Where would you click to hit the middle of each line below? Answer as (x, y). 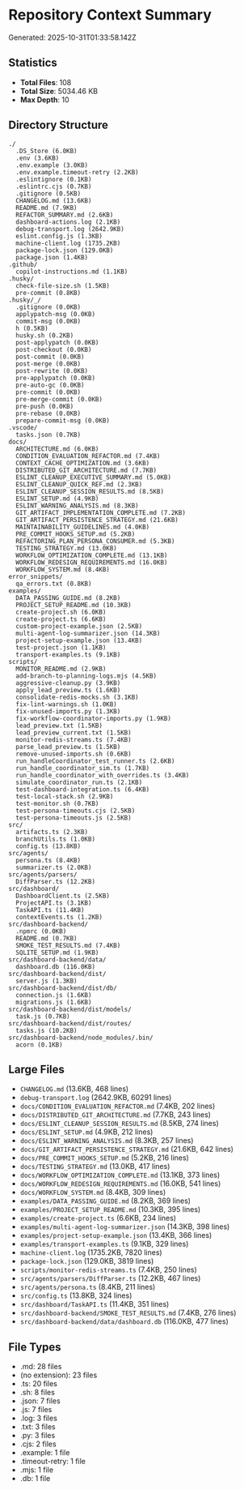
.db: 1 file (35, 1479)
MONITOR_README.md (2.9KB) (61, 669)
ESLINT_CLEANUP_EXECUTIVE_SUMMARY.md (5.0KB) (94, 477)
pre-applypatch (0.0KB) (55, 378)
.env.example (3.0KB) (52, 165)
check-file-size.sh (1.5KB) (63, 285)
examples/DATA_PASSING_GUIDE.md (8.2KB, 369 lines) (105, 1201)
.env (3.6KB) (38, 158)
